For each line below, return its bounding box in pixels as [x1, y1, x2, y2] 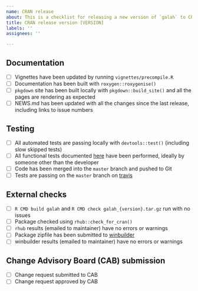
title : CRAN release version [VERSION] [6, 20, 104, 25]
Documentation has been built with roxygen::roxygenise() [14, 80, 157, 87]
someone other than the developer [14, 159, 99, 166]
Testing [6, 124, 35, 134]
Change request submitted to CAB [14, 271, 98, 279]
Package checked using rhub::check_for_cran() [14, 218, 133, 225]
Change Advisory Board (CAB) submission [6, 256, 166, 266]
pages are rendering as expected [14, 93, 95, 101]
